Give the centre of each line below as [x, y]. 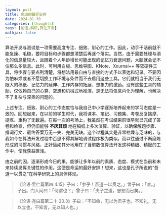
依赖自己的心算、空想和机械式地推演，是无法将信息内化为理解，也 [85, 91]
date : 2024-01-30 [23, 19]
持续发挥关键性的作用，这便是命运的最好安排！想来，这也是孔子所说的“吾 [84, 167]
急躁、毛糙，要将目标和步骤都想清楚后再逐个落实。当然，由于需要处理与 [83, 54]
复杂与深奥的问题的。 [35, 97]
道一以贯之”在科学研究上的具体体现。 [43, 174]
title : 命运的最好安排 [26, 14]
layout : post [19, 10]
